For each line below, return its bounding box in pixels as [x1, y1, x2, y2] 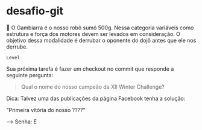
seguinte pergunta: [6, 71, 54, 78]
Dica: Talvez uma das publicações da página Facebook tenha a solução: [6, 95, 186, 102]
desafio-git [6, 4, 64, 18]
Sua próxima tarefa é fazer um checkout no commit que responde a [6, 65, 174, 72]
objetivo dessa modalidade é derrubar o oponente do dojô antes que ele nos [6, 37, 197, 44]
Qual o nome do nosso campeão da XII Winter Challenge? [21, 83, 165, 90]
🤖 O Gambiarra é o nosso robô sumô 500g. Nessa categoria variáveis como [6, 24, 194, 31]
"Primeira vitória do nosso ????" [6, 106, 86, 113]
